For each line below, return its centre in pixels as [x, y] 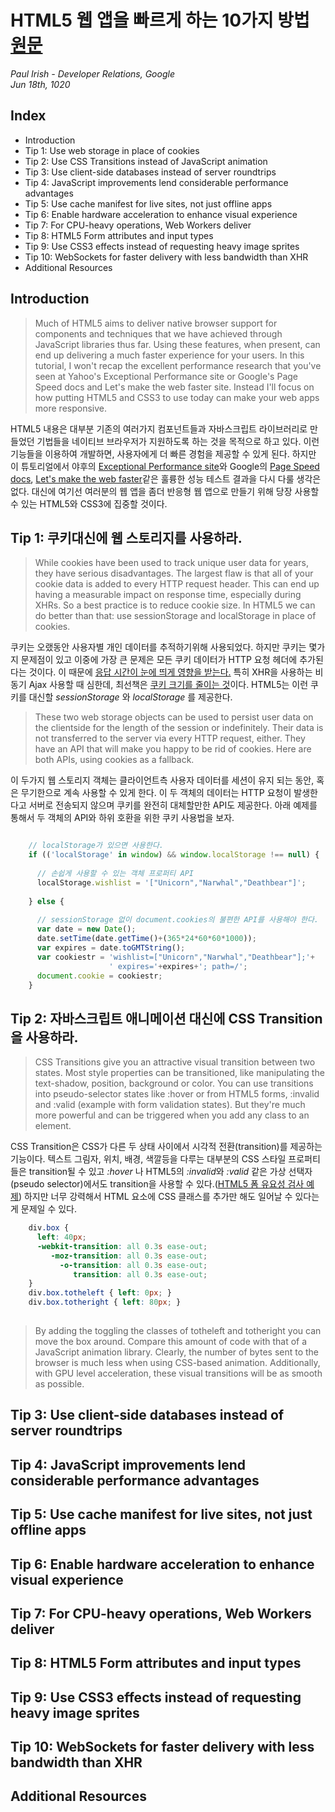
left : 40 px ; [61, 1237]
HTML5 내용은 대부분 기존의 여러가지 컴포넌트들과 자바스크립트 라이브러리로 [159, 428]
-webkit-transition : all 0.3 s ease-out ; [122, 1246]
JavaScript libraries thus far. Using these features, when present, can [177, 344]
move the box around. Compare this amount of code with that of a [171, 1341]
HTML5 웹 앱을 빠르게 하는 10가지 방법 [160, 20]
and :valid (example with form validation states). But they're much [170, 1105]
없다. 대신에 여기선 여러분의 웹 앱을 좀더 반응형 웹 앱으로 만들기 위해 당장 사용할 [165, 491]
